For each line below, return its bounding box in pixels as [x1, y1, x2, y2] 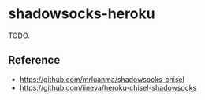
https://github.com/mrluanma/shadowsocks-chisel [19, 74, 185, 83]
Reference [8, 54, 61, 67]
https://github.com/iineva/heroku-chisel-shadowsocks [19, 83, 197, 92]
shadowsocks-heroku [8, 5, 155, 23]
